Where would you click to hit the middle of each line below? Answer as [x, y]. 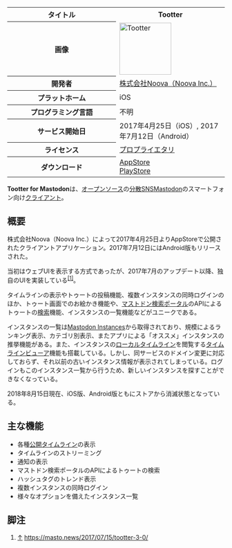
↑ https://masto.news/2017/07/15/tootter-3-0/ [83, 537]
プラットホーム [62, 98]
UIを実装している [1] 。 [49, 280]
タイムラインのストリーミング [59, 452]
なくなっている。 [37, 379]
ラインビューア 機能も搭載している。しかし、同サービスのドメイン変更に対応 [116, 353]
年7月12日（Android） [156, 136]
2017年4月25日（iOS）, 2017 [169, 125]
